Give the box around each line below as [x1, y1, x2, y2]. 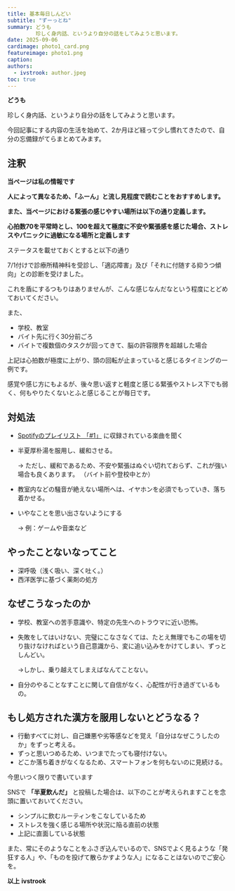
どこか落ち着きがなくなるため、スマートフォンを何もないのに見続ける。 [17, 758, 227, 766]
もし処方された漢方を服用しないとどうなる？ [7, 712, 201, 724]
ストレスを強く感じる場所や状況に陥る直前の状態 [17, 821, 159, 829]
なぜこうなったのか [7, 598, 90, 610]
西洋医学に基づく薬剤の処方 [17, 575, 98, 583]
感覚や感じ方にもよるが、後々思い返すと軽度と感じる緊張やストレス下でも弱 [7, 380, 229, 388]
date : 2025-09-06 [7, 37, 58, 44]
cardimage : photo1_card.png [7, 43, 90, 50]
